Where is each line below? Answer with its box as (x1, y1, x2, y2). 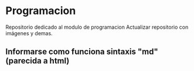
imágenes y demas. (5, 29, 53, 36)
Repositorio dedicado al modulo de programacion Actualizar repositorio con (5, 23, 189, 31)
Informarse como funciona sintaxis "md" (5, 47, 159, 57)
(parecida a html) (5, 56, 70, 66)
